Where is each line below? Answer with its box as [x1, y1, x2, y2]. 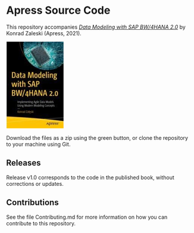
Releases [6, 158, 41, 168]
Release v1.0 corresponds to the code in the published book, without [6, 174, 174, 181]
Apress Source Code [6, 4, 111, 17]
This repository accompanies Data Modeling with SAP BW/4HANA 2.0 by [6, 23, 186, 30]
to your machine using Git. [6, 140, 71, 148]
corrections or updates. [6, 180, 64, 187]
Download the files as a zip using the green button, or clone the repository [6, 134, 189, 141]
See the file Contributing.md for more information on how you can [6, 213, 168, 220]
